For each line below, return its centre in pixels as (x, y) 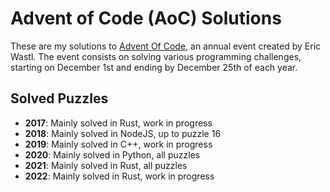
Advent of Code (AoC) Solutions (146, 18)
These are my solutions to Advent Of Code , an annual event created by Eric (166, 46)
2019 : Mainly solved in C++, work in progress (118, 144)
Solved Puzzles (59, 98)
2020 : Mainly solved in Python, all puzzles (112, 154)
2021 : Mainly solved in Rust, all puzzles (106, 165)
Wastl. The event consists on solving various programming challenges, (156, 56)
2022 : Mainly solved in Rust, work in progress (119, 176)
